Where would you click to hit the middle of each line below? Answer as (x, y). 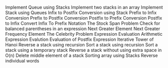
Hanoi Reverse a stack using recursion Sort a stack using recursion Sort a (81, 45)
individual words (22, 61)
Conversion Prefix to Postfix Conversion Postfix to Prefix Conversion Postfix (84, 18)
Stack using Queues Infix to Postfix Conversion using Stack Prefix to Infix (81, 13)
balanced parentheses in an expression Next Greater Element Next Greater (83, 29)
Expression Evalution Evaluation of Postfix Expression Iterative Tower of (79, 39)
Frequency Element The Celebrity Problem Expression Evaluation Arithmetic (84, 34)
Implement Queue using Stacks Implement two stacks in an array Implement (84, 7)
